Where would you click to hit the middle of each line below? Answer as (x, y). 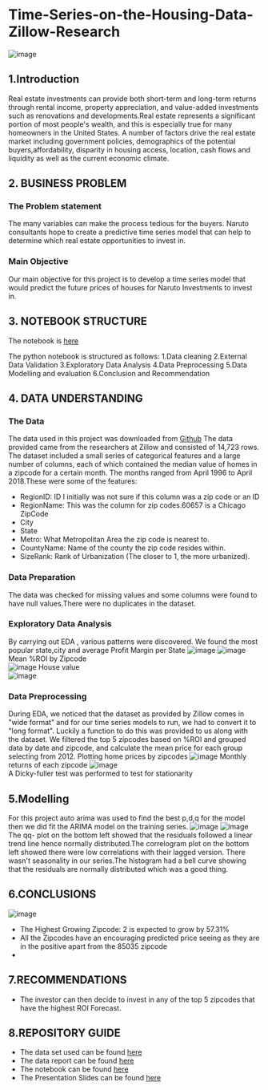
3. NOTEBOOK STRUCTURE (78, 321)
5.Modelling (39, 798)
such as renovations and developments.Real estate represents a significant (132, 115)
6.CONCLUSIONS (52, 895)
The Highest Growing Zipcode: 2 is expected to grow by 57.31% (124, 929)
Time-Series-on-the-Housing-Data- (131, 15)
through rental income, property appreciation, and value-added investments (134, 107)
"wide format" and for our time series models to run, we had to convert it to (132, 723)
